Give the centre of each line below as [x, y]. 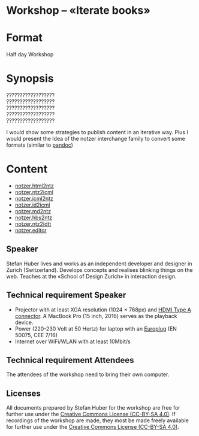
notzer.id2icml [32, 205]
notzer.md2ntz [33, 211]
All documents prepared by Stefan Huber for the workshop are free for [94, 408]
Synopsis [30, 79]
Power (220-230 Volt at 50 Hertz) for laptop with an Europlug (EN [96, 328]
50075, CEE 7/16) [36, 335]
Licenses [23, 393]
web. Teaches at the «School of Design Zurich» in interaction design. [91, 276]
